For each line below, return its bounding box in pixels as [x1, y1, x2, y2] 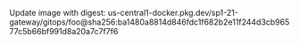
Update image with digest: [9, 8, 106, 18]
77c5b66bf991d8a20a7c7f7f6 [9, 26, 119, 36]
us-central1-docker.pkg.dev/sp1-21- [107, 8, 239, 18]
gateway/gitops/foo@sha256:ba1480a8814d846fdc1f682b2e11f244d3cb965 [9, 17, 290, 27]
